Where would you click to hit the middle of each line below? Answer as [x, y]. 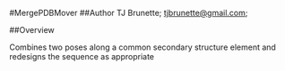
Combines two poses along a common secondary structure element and [142, 47]
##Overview [32, 30]
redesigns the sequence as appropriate [82, 56]
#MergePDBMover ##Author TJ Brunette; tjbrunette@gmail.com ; [129, 13]
